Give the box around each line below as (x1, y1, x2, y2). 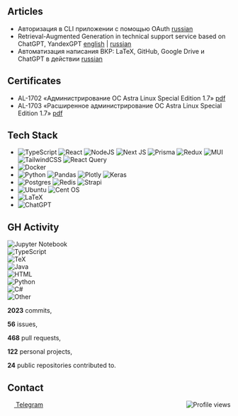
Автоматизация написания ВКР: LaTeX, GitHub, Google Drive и (17, 47, 205, 55)
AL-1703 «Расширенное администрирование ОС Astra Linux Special (17, 101, 222, 110)
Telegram (15, 400, 44, 409)
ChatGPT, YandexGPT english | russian (17, 39, 132, 48)
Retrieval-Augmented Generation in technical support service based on (17, 32, 226, 40)
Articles (7, 6, 44, 18)
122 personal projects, (7, 347, 73, 356)
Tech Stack (7, 129, 58, 141)
